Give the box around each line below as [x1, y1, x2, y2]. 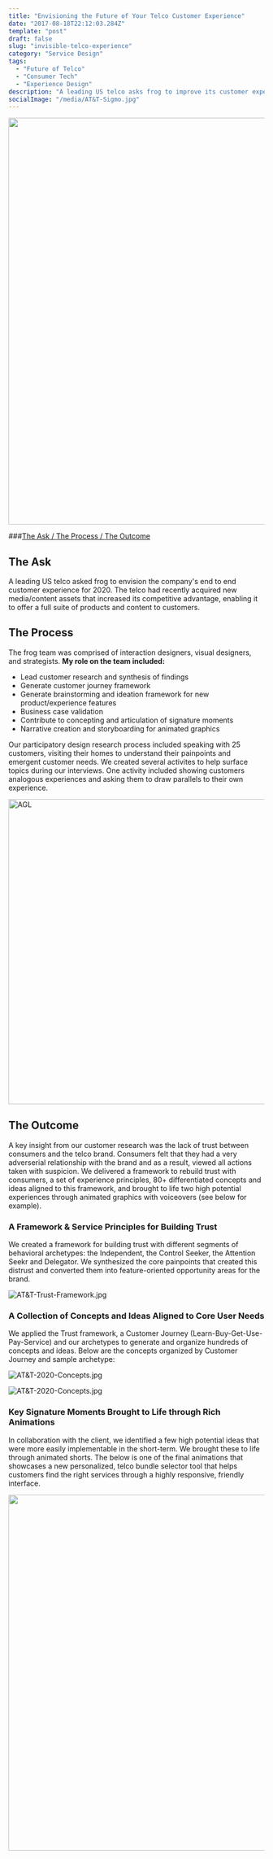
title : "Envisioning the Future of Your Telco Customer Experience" [8, 11, 245, 20]
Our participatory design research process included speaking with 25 [8, 740, 241, 749]
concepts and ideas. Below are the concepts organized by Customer [8, 1346, 238, 1355]
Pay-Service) [8, 1338, 53, 1347]
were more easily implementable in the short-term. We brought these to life [8, 1443, 260, 1453]
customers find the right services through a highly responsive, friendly [8, 1469, 245, 1479]
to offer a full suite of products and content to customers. [8, 603, 201, 613]
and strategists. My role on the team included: [8, 656, 165, 665]
